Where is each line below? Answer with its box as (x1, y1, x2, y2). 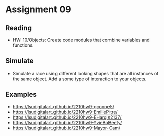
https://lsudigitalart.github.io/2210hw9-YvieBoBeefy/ (12, 119, 122, 125)
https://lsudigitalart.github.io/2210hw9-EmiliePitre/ (12, 109, 118, 115)
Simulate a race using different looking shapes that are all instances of (12, 70, 159, 76)
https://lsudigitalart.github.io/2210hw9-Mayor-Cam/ (12, 125, 121, 131)
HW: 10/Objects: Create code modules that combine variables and (12, 37, 150, 43)
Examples (5, 90, 37, 99)
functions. (12, 42, 34, 48)
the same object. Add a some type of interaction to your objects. (12, 76, 147, 82)
